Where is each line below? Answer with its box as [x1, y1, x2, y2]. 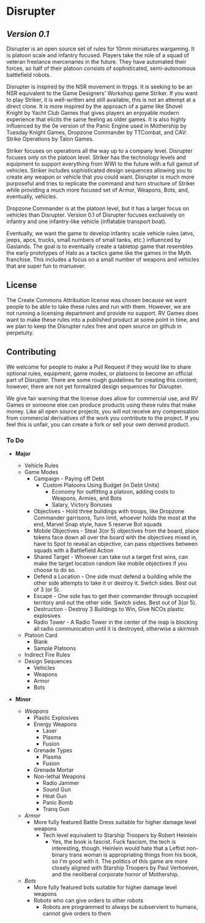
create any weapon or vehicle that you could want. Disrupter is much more [6, 173, 195, 181]
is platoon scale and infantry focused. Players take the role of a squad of [6, 52, 190, 59]
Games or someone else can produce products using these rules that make [6, 401, 196, 408]
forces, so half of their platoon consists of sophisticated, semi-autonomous [6, 64, 196, 72]
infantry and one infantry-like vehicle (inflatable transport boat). [6, 218, 167, 225]
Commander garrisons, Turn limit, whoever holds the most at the [33, 514, 196, 521]
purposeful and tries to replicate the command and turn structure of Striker [6, 180, 195, 187]
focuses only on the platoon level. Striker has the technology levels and [6, 154, 187, 161]
